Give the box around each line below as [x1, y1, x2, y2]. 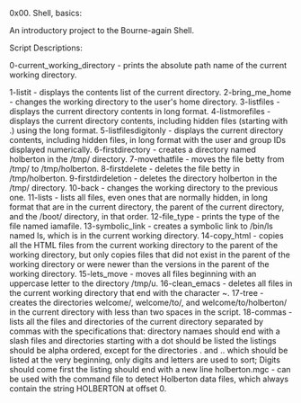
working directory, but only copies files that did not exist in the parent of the [9, 249, 290, 260]
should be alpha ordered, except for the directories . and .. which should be [9, 345, 288, 355]
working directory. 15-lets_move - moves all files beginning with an [9, 269, 257, 279]
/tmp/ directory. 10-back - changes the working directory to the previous [9, 183, 279, 193]
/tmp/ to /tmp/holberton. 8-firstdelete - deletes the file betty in [9, 164, 240, 174]
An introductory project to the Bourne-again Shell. [9, 25, 195, 35]
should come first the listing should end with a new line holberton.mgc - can [9, 364, 291, 374]
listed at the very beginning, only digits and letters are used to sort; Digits [9, 354, 281, 365]
